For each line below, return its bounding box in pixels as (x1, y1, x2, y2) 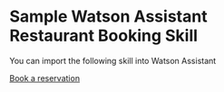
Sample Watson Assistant (9, 6, 208, 27)
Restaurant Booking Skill (9, 25, 198, 46)
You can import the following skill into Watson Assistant (9, 55, 217, 66)
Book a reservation (9, 72, 80, 83)
